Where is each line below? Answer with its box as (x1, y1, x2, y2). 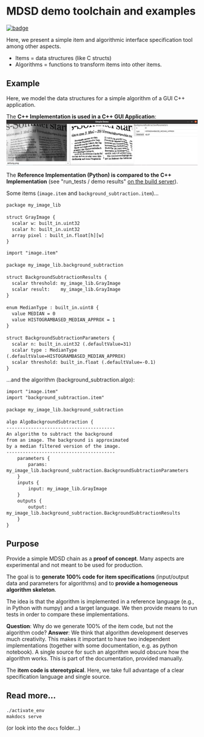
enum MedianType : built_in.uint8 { (6, 304, 99, 310)
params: (28, 461, 47, 467)
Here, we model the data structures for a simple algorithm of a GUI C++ (6, 94, 185, 101)
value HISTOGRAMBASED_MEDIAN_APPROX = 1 (12, 317, 115, 323)
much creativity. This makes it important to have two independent (6, 635, 171, 642)
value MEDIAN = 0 (12, 310, 56, 317)
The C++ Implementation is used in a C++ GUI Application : (6, 112, 157, 120)
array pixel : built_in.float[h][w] (12, 232, 104, 238)
